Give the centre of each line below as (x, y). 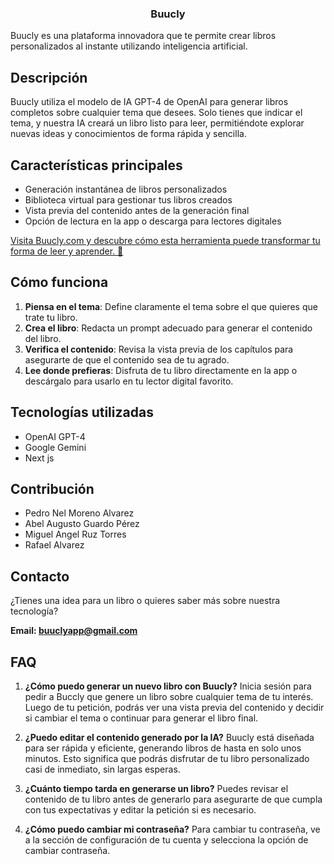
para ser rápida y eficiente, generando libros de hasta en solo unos (163, 748)
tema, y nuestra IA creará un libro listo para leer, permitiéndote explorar (157, 123)
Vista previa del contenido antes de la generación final (137, 210)
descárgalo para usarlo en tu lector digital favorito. (129, 381)
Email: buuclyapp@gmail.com (74, 631)
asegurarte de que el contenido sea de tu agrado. (127, 359)
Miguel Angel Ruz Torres (75, 534)
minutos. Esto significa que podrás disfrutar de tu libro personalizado (167, 758)
